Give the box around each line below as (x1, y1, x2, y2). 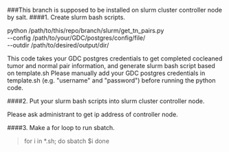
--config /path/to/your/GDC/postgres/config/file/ (7, 34, 146, 42)
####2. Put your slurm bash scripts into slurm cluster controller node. (7, 97, 205, 105)
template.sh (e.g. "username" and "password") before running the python (7, 76, 216, 85)
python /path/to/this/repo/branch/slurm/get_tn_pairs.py (7, 27, 164, 34)
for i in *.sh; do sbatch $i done (23, 137, 110, 145)
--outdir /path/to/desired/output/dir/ (7, 41, 109, 49)
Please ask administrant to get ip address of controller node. (7, 110, 179, 118)
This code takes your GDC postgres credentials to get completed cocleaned (7, 54, 223, 63)
